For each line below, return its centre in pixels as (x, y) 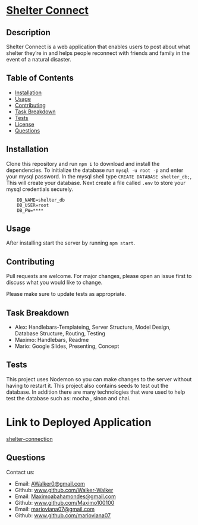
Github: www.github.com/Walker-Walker (64, 490)
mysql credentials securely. (40, 189)
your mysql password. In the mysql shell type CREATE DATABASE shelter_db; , (99, 176)
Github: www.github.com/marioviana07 (63, 515)
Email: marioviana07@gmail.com (55, 509)
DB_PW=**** (30, 210)
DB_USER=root (33, 205)
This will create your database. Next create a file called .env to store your (96, 183)
